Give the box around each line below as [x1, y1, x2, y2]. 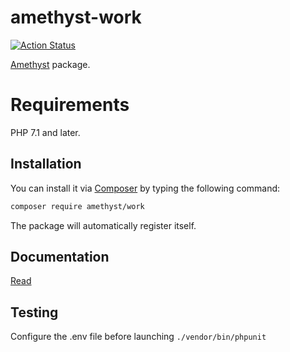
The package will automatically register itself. [10, 219, 197, 231]
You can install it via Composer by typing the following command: [10, 182, 281, 194]
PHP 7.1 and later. [10, 126, 81, 138]
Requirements [10, 94, 130, 116]
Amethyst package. [10, 58, 91, 70]
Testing [10, 304, 59, 321]
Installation [10, 156, 82, 173]
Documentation [10, 248, 110, 265]
